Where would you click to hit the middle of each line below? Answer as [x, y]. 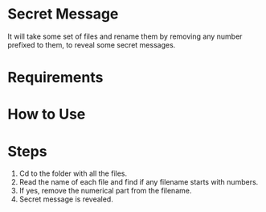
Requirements [55, 78]
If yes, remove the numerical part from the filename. [105, 191]
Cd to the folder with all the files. [73, 173]
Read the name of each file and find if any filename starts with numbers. [139, 182]
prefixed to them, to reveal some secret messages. [92, 44]
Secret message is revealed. [66, 199]
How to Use [47, 114]
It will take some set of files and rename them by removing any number [125, 36]
